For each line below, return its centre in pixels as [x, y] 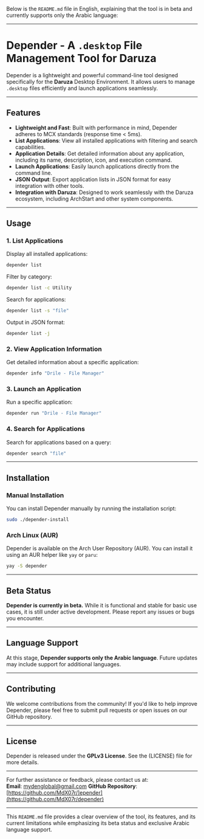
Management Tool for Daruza [81, 59]
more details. [23, 762]
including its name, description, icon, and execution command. [93, 160]
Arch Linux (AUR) [32, 535]
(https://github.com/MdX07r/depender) [55, 799]
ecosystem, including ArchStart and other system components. [94, 199]
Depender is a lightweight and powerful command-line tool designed [92, 75]
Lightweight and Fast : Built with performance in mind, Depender [96, 128]
